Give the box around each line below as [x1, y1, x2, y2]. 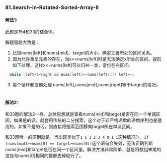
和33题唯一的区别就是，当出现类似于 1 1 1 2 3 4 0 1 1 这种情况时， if [5, 134, 149, 140]
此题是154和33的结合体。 [5, 29, 57, 35]
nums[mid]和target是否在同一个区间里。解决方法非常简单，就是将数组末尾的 [5, 147, 162, 153]
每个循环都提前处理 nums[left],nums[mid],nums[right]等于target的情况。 [12, 82, 161, 88]
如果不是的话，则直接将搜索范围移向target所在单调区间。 [18, 123, 135, 130]
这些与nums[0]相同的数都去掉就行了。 [5, 153, 83, 159]
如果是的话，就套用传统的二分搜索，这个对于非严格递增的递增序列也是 [13, 117, 158, 123]
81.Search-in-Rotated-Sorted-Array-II [5, 4, 99, 11]
